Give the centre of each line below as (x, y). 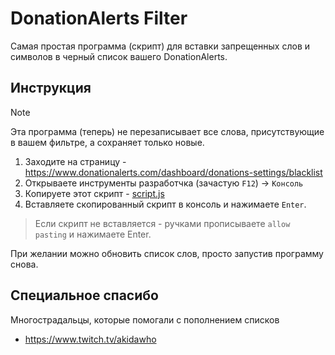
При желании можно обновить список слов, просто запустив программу (167, 253)
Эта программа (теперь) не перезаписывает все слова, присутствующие (167, 131)
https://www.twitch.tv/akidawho (90, 339)
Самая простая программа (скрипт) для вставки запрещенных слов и (160, 46)
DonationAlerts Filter (99, 18)
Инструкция (51, 88)
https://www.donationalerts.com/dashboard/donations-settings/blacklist (173, 172)
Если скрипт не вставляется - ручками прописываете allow (162, 223)
